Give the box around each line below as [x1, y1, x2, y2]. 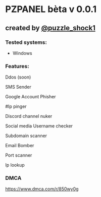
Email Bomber [5, 143, 34, 149]
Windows [12, 50, 32, 56]
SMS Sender [5, 84, 31, 90]
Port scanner [5, 152, 32, 158]
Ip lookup [5, 162, 25, 168]
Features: [5, 62, 29, 70]
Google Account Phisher [5, 94, 57, 100]
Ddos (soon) [5, 74, 31, 80]
